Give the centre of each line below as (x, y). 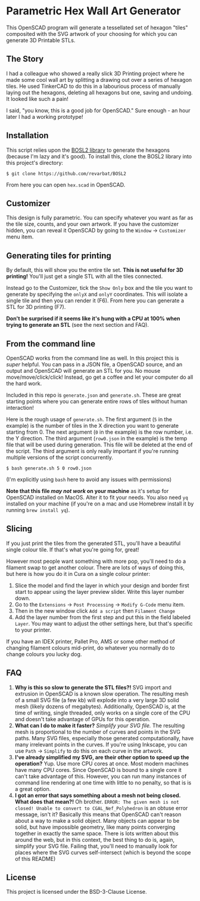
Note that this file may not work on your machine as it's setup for (87, 491)
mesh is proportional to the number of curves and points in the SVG (97, 732)
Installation (27, 136)
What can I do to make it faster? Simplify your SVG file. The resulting (100, 725)
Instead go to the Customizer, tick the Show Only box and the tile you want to (100, 288)
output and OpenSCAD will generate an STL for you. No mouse (83, 371)
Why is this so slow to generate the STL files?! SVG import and (93, 687)
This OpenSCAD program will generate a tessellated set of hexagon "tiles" (97, 27)
